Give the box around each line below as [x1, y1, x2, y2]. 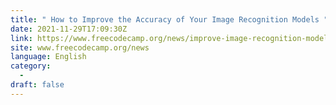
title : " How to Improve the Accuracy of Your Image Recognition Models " [10, 14, 329, 25]
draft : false [10, 80, 65, 90]
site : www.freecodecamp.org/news [10, 42, 150, 53]
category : [10, 61, 52, 71]
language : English [10, 52, 87, 62]
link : [10, 33, 33, 43]
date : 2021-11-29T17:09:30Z [10, 24, 128, 34]
